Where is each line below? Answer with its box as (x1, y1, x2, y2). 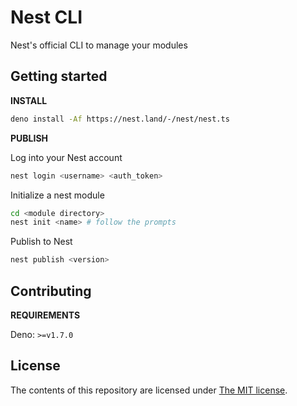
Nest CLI (10, 6, 83, 29)
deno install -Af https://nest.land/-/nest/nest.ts (10, 114, 230, 124)
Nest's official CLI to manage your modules (10, 39, 188, 51)
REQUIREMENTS (10, 309, 81, 321)
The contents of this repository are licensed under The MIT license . (10, 384, 288, 396)
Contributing (10, 282, 92, 300)
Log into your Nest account (10, 151, 123, 163)
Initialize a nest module (10, 189, 105, 201)
